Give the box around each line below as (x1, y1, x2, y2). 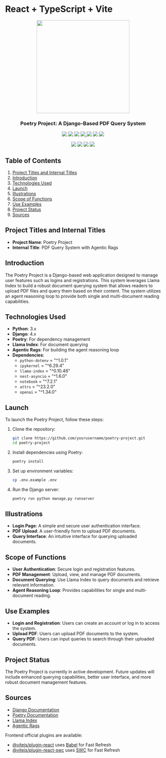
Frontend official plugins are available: (5, 732, 83, 738)
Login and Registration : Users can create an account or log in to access (12, 620, 160, 626)
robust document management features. (5, 679, 87, 685)
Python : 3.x (12, 326, 37, 332)
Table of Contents (5, 156, 62, 165)
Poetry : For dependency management (12, 336, 90, 343)
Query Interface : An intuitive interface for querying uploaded (12, 533, 137, 539)
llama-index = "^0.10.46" (19, 368, 71, 374)
